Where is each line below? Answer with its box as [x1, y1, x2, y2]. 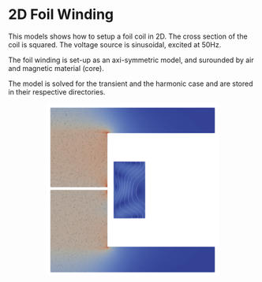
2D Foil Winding [8, 6, 114, 24]
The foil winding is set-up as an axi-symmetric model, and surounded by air [8, 55, 254, 65]
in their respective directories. [8, 87, 106, 96]
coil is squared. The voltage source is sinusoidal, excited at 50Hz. [8, 39, 222, 49]
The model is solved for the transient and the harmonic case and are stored [8, 79, 254, 88]
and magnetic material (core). [8, 63, 104, 72]
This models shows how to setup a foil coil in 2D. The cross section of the [8, 32, 248, 41]
